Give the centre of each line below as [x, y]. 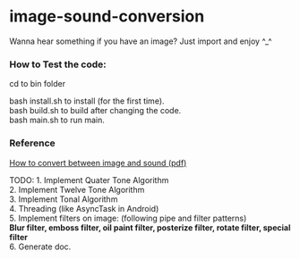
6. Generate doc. [40, 246]
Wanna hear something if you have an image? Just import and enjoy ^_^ [141, 41]
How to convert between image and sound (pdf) [98, 163]
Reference [32, 143]
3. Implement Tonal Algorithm [64, 199]
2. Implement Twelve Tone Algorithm [77, 189]
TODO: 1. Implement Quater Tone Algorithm [89, 180]
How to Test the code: [58, 64]
